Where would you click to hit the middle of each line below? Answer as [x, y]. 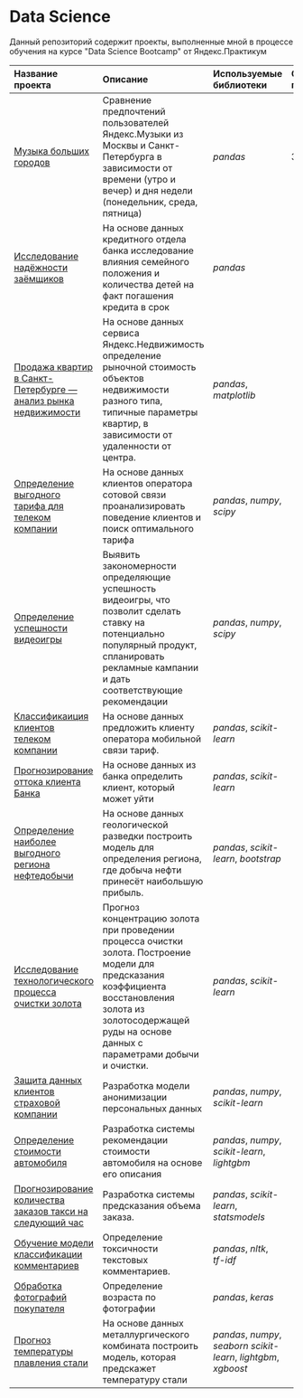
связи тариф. [131, 750]
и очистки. [125, 1065]
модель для [129, 847]
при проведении [138, 930]
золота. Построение [147, 952]
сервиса [121, 333]
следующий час [49, 1223]
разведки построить [147, 836]
